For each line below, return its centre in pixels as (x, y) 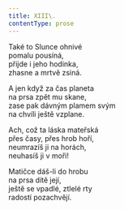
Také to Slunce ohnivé (45, 46)
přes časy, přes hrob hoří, (51, 138)
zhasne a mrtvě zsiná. (45, 72)
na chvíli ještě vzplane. (47, 114)
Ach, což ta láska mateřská (53, 130)
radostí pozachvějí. (40, 197)
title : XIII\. (32, 16)
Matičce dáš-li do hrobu (49, 171)
